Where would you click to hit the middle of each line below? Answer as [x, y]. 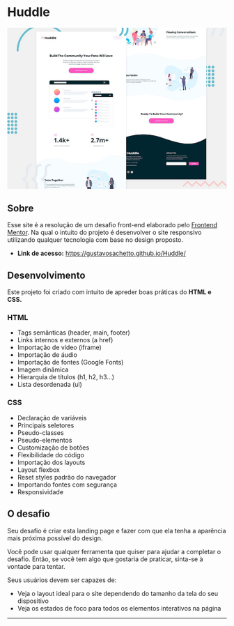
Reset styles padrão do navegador [67, 477]
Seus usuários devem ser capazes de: [62, 580]
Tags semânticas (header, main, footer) [73, 333]
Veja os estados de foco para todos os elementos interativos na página [119, 608]
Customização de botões [53, 448]
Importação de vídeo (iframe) [60, 348]
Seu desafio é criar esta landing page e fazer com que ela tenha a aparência [117, 530]
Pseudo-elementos [45, 440]
